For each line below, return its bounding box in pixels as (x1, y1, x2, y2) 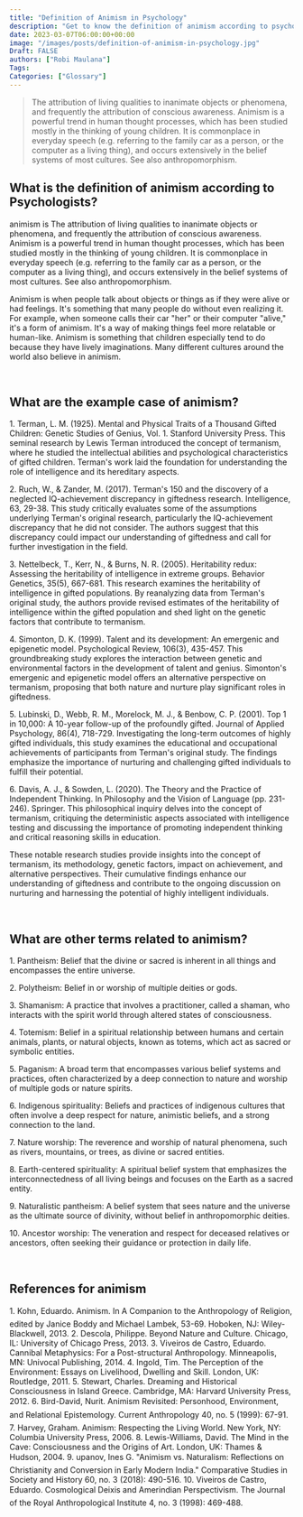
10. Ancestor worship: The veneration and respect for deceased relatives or (9, 1228, 290, 1239)
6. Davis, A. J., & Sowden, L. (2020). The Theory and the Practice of (9, 784, 262, 795)
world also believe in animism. (9, 351, 122, 362)
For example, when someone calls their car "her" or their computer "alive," (9, 312, 287, 323)
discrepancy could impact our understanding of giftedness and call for (9, 532, 271, 542)
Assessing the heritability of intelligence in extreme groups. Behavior (9, 569, 265, 579)
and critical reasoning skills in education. (9, 832, 161, 843)
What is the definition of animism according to (9, 180, 275, 196)
